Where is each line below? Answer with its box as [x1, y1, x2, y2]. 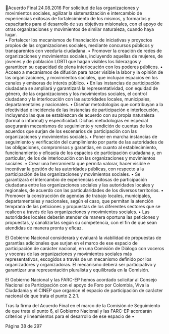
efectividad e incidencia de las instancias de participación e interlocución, [5, 107, 159, 113]
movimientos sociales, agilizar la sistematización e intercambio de [5, 10, 142, 16]
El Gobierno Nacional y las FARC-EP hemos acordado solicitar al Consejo [5, 277, 157, 282]
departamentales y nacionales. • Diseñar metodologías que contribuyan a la [5, 102, 163, 107]
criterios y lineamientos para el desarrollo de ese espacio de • [5, 313, 135, 319]
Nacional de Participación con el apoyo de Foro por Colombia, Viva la [5, 282, 149, 288]
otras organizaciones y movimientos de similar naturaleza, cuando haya [5, 26, 154, 32]
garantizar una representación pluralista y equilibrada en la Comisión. [5, 267, 150, 273]
